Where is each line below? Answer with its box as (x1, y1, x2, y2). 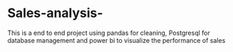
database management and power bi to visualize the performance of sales (7, 36, 226, 44)
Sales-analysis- (7, 5, 103, 21)
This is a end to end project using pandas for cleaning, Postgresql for (7, 28, 210, 37)
